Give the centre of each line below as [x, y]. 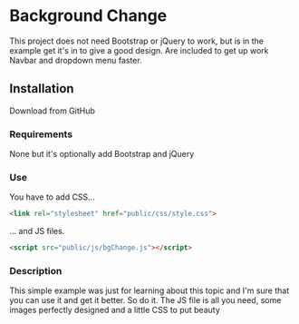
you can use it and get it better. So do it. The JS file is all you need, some [145, 300]
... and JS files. [37, 231]
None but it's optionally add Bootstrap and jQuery [102, 154]
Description [36, 271]
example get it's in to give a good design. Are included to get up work [139, 50]
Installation [42, 88]
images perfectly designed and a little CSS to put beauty [115, 310]
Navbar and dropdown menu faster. [76, 60]
